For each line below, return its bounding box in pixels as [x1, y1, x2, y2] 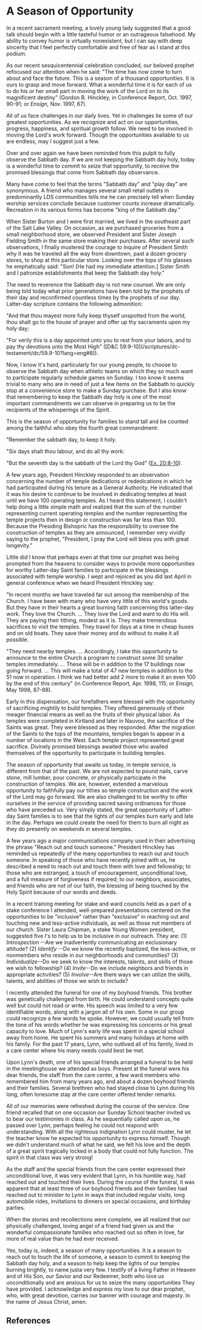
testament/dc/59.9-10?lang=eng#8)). [6, 349, 98, 356]
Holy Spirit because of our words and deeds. [6, 888, 118, 896]
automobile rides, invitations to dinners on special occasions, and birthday [6, 1198, 191, 1205]
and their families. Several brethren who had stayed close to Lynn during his [6, 1084, 195, 1091]
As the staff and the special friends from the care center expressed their [6, 1165, 186, 1173]
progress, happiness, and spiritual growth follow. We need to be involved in [6, 125, 193, 132]
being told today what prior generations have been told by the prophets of [6, 287, 190, 295]
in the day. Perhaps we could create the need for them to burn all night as [6, 818, 189, 826]
